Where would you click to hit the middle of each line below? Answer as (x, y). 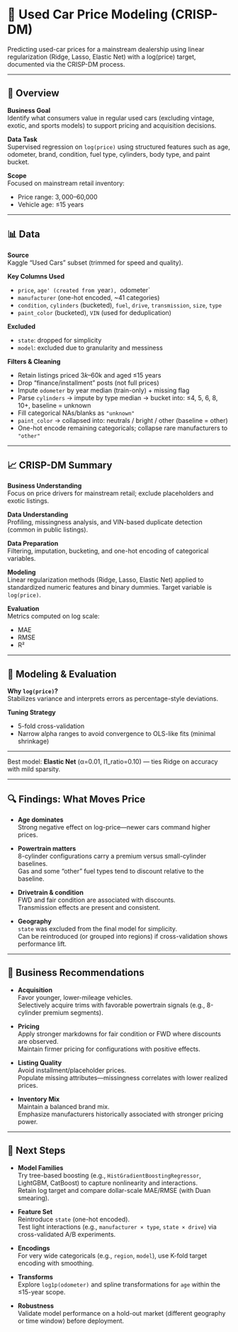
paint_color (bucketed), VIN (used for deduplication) (95, 312)
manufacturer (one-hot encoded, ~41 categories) (89, 297)
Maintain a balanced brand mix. (63, 1106)
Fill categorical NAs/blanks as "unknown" (76, 413)
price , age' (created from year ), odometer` (84, 290)
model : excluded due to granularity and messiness (90, 348)
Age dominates (40, 820)
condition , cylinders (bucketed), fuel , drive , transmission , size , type (119, 305)
